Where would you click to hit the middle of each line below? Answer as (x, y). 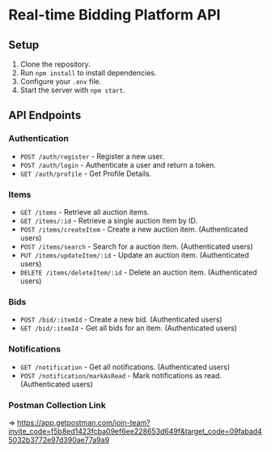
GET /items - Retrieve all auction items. (85, 211)
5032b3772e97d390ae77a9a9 (59, 440)
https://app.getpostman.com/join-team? (84, 422)
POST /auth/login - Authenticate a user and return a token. (118, 164)
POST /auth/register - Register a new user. (92, 156)
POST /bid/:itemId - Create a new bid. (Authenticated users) (121, 320)
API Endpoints (45, 115)
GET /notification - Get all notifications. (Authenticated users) (125, 367)
